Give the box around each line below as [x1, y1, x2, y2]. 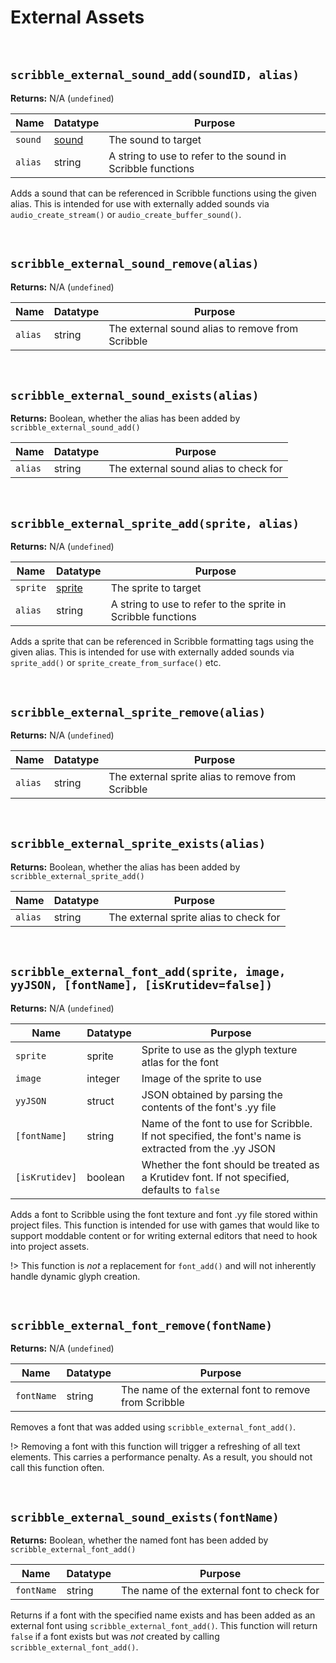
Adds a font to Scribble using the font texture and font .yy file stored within [10, 1208, 318, 1220]
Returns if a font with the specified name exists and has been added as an [10, 1609, 316, 1621]
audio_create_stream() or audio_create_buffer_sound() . [10, 208, 242, 220]
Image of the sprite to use [141, 1071, 262, 1085]
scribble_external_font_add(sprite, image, [10, 965, 287, 980]
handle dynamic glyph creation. [10, 1270, 141, 1282]
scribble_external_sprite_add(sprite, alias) [10, 516, 300, 531]
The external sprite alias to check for [108, 910, 281, 924]
